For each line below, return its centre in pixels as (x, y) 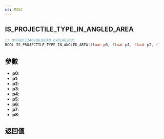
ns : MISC (14, 9)
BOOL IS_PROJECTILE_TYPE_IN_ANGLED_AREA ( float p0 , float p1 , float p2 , (79, 45)
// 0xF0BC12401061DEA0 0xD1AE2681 (40, 40)
